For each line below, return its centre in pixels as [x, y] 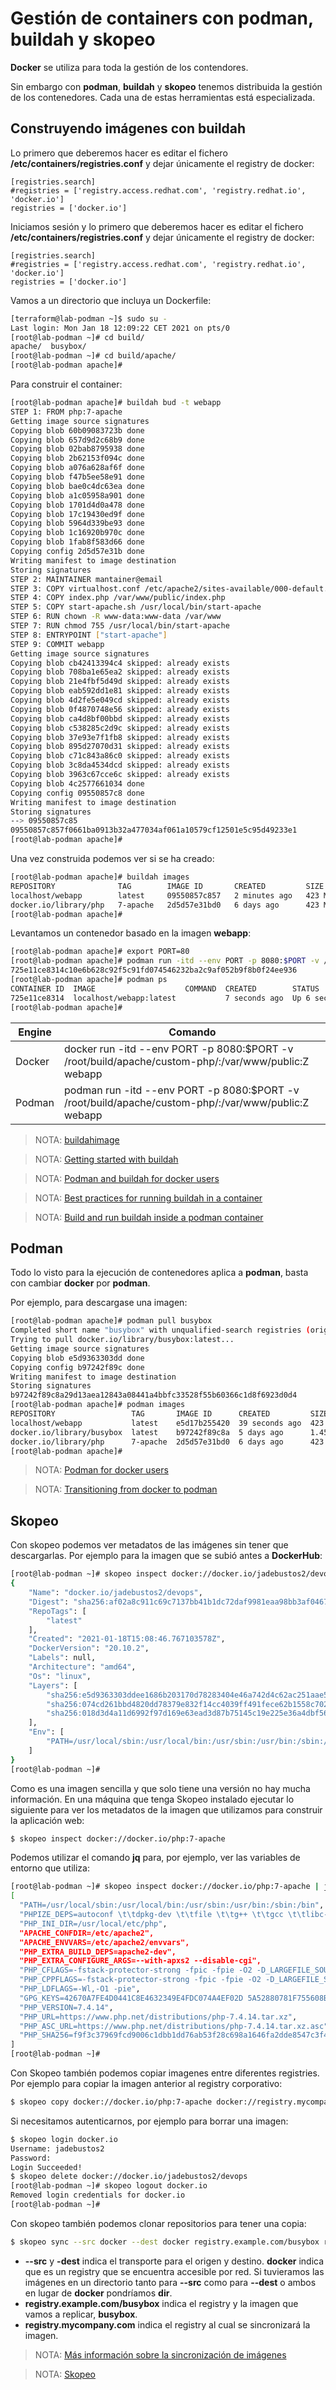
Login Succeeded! [46, 2167]
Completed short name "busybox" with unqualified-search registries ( [160, 1330]
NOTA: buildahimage [77, 1139]
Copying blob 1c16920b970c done [77, 533]
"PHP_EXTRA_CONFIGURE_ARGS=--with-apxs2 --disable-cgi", [140, 1961]
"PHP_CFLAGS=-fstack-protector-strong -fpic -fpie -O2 [136, 1970]
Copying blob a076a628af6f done [77, 468]
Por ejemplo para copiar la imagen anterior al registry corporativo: [146, 2083]
